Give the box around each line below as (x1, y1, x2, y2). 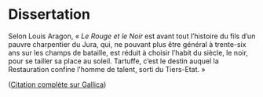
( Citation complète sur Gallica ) (8, 80, 107, 89)
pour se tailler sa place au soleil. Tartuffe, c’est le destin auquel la (8, 56, 220, 66)
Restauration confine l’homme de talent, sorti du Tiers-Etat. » (8, 64, 206, 74)
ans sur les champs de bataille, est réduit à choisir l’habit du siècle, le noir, (8, 48, 249, 57)
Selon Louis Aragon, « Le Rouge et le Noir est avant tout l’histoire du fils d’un (8, 31, 256, 41)
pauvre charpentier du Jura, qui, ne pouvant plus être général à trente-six (8, 39, 247, 48)
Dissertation (8, 5, 90, 23)
